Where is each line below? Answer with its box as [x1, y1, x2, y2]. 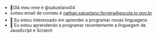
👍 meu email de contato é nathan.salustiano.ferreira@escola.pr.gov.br [9, 10, 152, 16]
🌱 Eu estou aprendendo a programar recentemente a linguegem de [9, 22, 146, 28]
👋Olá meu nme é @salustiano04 [9, 5, 76, 10]
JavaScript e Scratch [9, 27, 53, 33]
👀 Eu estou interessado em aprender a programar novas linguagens [9, 17, 147, 23]
